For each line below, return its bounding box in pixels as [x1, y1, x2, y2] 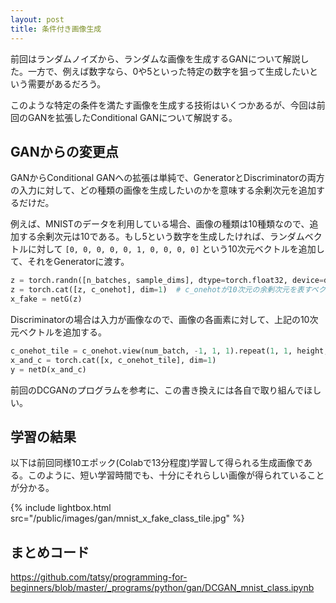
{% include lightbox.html [10, 502, 112, 514]
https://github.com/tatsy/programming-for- [10, 571, 188, 583]
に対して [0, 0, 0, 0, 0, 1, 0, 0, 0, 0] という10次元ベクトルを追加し [27, 243, 325, 255]
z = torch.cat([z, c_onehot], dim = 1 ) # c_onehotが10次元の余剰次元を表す [10, 285, 312, 295]
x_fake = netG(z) [10, 294, 83, 305]
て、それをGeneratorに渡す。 [10, 256, 130, 268]
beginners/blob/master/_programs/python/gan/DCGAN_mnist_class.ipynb [10, 582, 315, 594]
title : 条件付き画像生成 [10, 24, 102, 34]
